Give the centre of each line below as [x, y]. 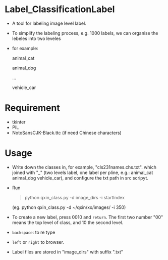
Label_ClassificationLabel [60, 9]
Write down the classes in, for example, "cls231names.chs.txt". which [84, 167]
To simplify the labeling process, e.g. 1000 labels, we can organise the [85, 33]
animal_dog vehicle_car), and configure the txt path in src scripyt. [80, 178]
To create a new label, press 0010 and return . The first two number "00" [88, 217]
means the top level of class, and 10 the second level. [68, 222]
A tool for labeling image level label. [49, 23]
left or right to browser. [38, 242]
